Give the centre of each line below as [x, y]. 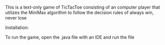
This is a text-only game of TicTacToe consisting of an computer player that [83, 7]
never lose [16, 18]
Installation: [17, 27]
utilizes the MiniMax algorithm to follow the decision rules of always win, [80, 12]
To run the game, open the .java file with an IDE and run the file [70, 37]
